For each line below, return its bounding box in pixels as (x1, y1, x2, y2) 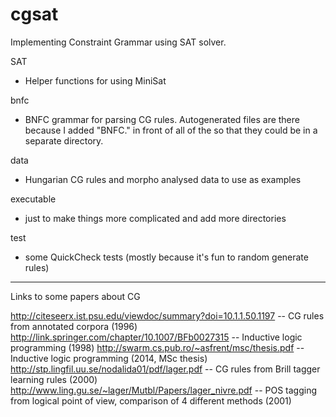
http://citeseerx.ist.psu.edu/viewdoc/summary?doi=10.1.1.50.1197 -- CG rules (10, 309, 325, 322)
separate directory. (24, 134, 104, 147)
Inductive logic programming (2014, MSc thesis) (10, 352, 208, 364)
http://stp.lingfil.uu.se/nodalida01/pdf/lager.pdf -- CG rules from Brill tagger (10, 363, 321, 375)
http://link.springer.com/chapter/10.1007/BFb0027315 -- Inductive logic (10, 331, 303, 343)
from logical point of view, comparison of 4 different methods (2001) (10, 394, 292, 407)
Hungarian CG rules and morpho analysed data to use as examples (24, 173, 302, 185)
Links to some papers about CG (10, 290, 141, 302)
